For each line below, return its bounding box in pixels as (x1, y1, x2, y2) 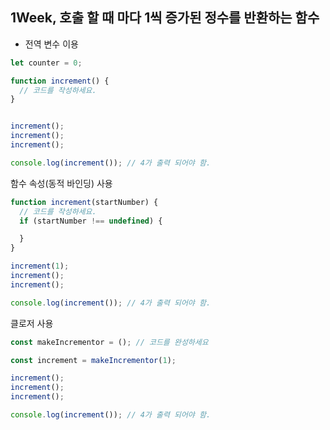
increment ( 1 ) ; (10, 261, 70, 272)
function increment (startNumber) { (10, 197, 159, 207)
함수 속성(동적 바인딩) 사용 (10, 177, 113, 189)
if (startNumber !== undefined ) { (19, 216, 163, 226)
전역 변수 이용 (24, 38, 79, 50)
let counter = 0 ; (10, 58, 83, 68)
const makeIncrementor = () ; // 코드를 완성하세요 (10, 337, 209, 347)
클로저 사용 (10, 317, 54, 329)
